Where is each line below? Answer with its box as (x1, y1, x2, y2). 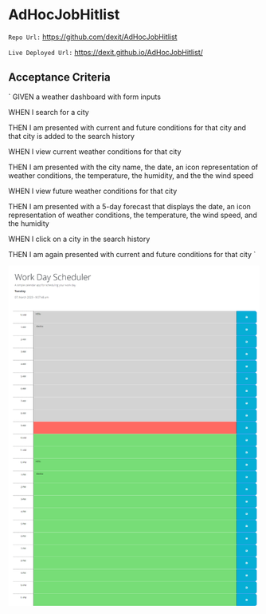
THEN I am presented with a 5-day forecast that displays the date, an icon (8, 201, 251, 211)
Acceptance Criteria (8, 70, 111, 85)
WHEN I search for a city (8, 107, 89, 117)
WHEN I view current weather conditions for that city (8, 146, 182, 156)
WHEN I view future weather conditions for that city (8, 186, 178, 196)
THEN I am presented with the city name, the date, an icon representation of (8, 162, 259, 172)
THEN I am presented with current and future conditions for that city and (8, 122, 247, 133)
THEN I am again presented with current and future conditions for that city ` (8, 249, 256, 259)
